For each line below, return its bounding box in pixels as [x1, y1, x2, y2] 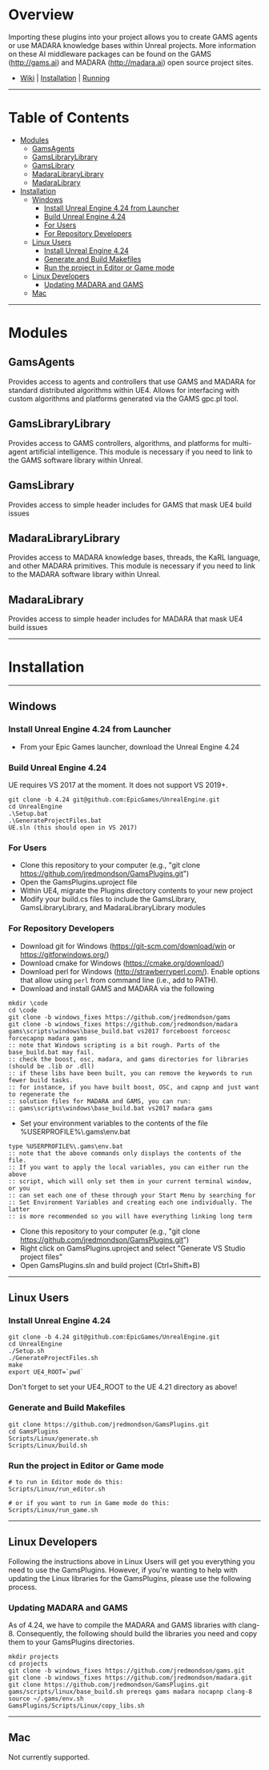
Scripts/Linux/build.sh [8, 1441, 88, 1450]
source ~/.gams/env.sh [8, 1695, 84, 1703]
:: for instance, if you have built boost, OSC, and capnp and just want [8, 1083, 260, 1091]
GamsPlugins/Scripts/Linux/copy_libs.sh [8, 1702, 146, 1710]
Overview [8, 6, 74, 24]
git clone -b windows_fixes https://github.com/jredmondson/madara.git [8, 1674, 252, 1682]
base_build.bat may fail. [8, 1048, 94, 1056]
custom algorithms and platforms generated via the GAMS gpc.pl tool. [8, 394, 239, 403]
